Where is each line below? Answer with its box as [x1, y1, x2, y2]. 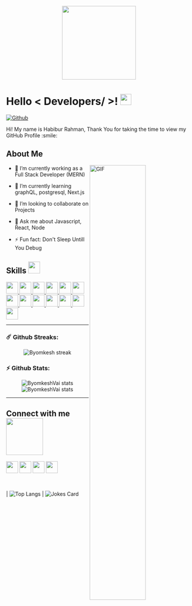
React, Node [14, 224, 45, 231]
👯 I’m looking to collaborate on [14, 200, 89, 207]
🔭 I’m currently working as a [14, 164, 83, 172]
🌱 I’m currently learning [14, 182, 72, 189]
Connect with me [6, 409, 71, 419]
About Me [6, 149, 43, 159]
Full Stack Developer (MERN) [14, 171, 85, 178]
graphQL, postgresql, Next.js [14, 189, 85, 196]
